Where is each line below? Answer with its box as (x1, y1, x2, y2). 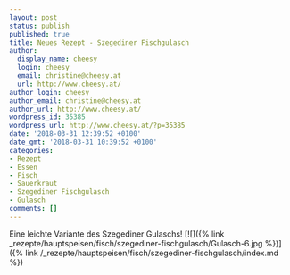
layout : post (9, 12, 58, 22)
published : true (9, 29, 70, 38)
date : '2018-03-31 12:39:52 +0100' (9, 129, 142, 138)
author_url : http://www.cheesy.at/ (9, 104, 142, 113)
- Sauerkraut (9, 179, 58, 188)
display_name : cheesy (17, 54, 98, 63)
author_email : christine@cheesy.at (9, 96, 142, 105)
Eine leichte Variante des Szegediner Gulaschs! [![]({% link (9, 229, 225, 239)
